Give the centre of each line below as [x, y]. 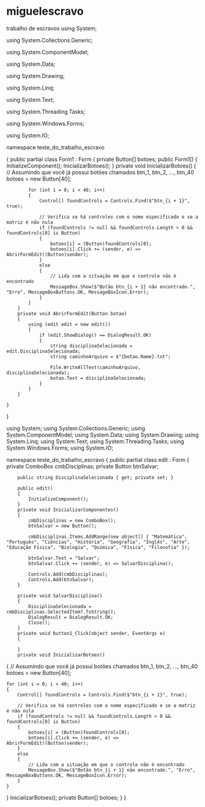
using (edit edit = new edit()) [70, 324]
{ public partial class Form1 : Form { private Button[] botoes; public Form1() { [102, 159]
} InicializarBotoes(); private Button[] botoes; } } [66, 797]
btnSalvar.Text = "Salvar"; [64, 558]
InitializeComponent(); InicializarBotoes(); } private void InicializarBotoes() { [102, 166]
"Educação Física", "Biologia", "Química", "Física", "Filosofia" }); [98, 547]
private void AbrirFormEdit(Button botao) [72, 314]
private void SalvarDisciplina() [60, 596]
